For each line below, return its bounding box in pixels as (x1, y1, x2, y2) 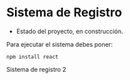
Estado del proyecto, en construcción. (16, 27, 124, 35)
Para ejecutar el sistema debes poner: (6, 40, 113, 48)
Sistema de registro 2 (6, 65, 67, 73)
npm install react (6, 53, 59, 60)
